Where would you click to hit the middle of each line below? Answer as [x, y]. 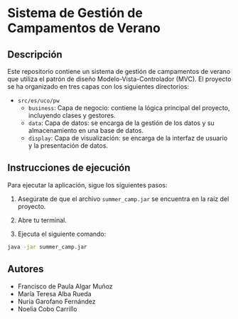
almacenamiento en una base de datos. [86, 130]
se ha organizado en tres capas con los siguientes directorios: [98, 86]
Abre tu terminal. [42, 220]
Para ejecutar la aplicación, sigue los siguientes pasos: [88, 185]
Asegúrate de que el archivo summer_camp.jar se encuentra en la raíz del [123, 199]
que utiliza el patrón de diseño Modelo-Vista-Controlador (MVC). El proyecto [119, 79]
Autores [26, 269]
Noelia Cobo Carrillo [47, 309]
